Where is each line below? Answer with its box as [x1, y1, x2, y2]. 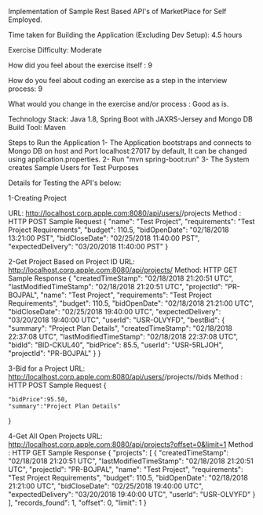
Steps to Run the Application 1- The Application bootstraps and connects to [8, 138, 252, 147]
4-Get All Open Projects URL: [8, 431, 103, 441]
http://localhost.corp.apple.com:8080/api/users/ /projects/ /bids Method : [8, 372, 243, 381]
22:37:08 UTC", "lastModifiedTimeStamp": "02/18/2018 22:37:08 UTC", [8, 332, 239, 341]
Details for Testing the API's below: [8, 178, 122, 187]
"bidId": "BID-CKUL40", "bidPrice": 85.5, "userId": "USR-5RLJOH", [8, 340, 224, 350]
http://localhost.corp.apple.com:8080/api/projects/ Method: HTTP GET [8, 266, 238, 274]
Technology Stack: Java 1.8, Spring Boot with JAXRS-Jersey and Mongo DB [8, 114, 253, 124]
